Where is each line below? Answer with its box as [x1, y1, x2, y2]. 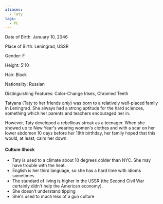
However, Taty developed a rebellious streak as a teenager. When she [5, 120, 145, 126]
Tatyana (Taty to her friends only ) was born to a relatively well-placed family [5, 100, 158, 106]
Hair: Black [5, 72, 27, 78]
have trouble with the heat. [12, 163, 66, 168]
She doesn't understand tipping [12, 188, 76, 194]
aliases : [5, 7, 23, 12]
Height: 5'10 [5, 62, 29, 68]
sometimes [12, 173, 35, 179]
